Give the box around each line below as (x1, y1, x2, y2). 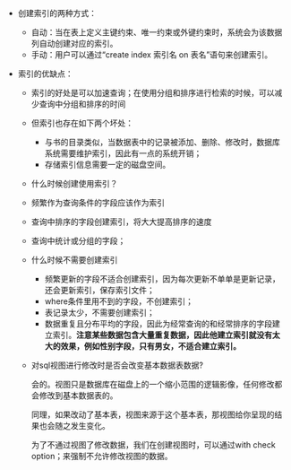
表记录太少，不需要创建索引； (44, 308, 155, 318)
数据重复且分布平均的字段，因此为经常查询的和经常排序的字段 (44, 318, 273, 329)
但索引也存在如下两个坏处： (30, 117, 134, 128)
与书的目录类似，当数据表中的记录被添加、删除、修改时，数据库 (44, 137, 280, 147)
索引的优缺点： (17, 68, 73, 79)
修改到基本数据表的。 (39, 390, 118, 401)
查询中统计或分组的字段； (30, 236, 126, 246)
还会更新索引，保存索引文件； (44, 285, 155, 295)
